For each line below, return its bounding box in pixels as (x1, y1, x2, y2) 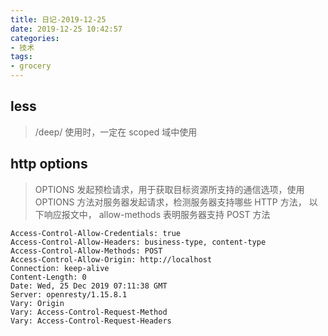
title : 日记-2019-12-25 (10, 14, 107, 25)
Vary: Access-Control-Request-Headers (10, 316, 172, 326)
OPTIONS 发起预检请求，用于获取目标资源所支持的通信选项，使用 (34, 183, 305, 195)
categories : (10, 33, 60, 43)
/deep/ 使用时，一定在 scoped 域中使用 (34, 126, 198, 138)
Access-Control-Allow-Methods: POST (10, 246, 163, 256)
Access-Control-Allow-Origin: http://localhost (10, 254, 213, 265)
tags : (10, 52, 33, 62)
